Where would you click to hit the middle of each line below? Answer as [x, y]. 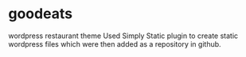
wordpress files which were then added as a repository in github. [115, 44]
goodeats [41, 14]
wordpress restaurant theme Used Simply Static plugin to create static [123, 36]
